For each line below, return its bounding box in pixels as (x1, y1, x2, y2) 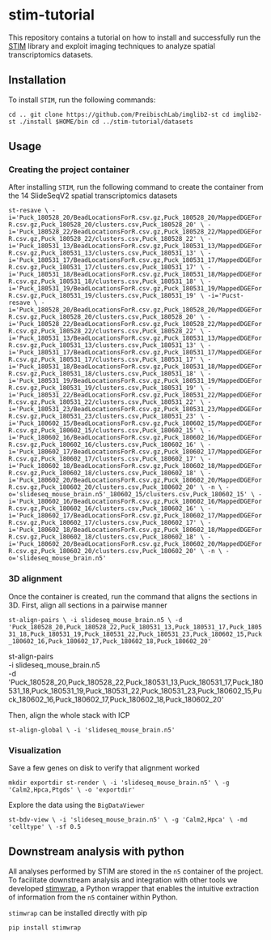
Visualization (8, 745, 61, 756)
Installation (8, 73, 66, 87)
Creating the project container (8, 164, 130, 175)
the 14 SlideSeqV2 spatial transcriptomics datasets (8, 191, 178, 200)
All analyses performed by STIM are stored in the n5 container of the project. (8, 866, 264, 876)
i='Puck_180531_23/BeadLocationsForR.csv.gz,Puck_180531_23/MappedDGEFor (8, 406, 263, 414)
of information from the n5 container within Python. (8, 892, 178, 902)
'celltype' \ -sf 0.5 (8, 823, 82, 831)
